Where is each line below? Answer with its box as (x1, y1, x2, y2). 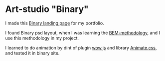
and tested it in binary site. (5, 50, 60, 56)
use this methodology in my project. (5, 35, 79, 41)
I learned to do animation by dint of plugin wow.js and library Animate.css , (5, 44, 157, 50)
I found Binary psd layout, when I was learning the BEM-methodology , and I (5, 29, 161, 35)
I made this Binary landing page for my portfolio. (5, 20, 104, 26)
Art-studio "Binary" (5, 3, 89, 15)
